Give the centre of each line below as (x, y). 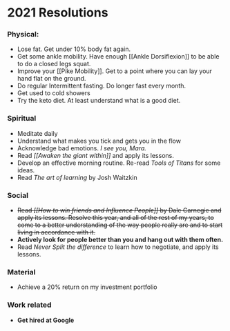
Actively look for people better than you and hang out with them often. (120, 240)
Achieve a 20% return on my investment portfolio (87, 287)
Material (21, 272)
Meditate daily (37, 133)
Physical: (23, 34)
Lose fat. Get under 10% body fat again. (74, 49)
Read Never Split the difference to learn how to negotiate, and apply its (118, 247)
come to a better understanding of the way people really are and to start (120, 225)
